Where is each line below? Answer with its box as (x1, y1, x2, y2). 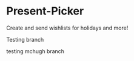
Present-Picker (6, 4, 84, 18)
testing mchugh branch (6, 47, 65, 55)
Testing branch (6, 36, 44, 43)
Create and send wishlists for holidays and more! (6, 24, 129, 31)
